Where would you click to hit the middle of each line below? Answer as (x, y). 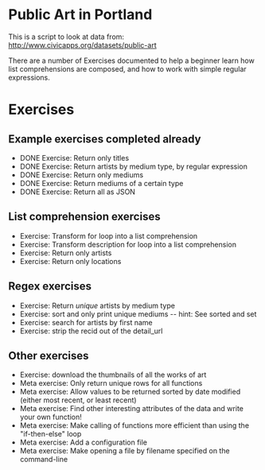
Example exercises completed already (105, 139)
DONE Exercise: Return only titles (74, 157)
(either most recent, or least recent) (78, 400)
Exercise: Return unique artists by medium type (97, 305)
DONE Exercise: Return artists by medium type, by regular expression (134, 166)
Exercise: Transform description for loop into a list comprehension (128, 244)
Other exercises (49, 355)
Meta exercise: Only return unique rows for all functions (111, 383)
